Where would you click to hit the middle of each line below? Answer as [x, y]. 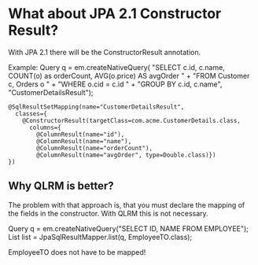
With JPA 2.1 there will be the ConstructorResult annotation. [105, 52]
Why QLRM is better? [61, 186]
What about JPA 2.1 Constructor [115, 14]
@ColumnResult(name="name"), [84, 141]
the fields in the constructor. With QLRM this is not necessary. [108, 213]
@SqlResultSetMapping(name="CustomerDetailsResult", [96, 107]
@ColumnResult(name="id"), [81, 134]
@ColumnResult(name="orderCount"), [95, 148]
